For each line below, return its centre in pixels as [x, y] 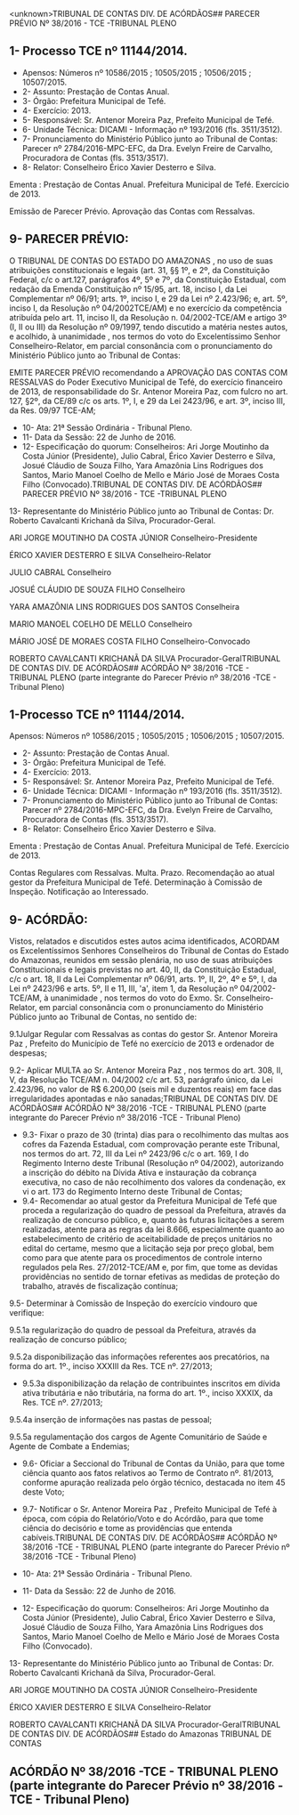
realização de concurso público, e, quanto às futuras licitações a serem [153, 1220]
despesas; [28, 1053]
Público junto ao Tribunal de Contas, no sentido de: [103, 1017]
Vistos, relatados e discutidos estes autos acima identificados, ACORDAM [145, 941]
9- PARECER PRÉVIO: [69, 239]
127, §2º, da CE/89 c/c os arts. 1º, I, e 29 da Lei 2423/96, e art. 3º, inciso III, [147, 401]
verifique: [27, 1313]
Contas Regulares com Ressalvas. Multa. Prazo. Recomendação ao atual [142, 873]
